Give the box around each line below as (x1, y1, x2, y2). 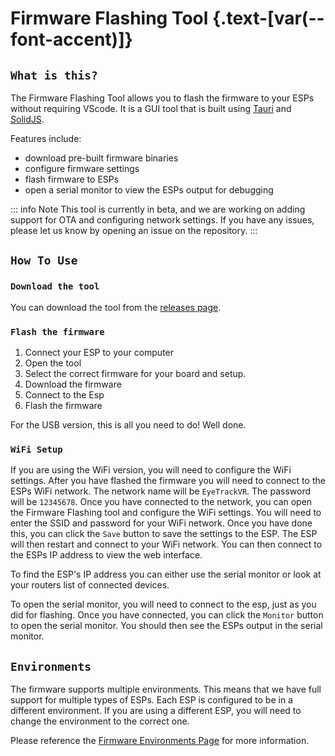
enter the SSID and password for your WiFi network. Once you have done (10, 517, 313, 529)
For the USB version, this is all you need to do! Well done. (10, 418, 247, 431)
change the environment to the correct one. (10, 715, 190, 727)
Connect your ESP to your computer (24, 346, 175, 358)
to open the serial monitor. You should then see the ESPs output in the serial (10, 620, 323, 632)
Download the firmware (24, 378, 122, 390)
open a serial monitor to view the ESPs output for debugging (24, 184, 274, 196)
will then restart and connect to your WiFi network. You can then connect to (10, 538, 323, 551)
